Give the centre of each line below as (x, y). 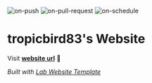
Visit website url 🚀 (34, 58)
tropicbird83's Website (76, 39)
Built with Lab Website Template (54, 71)
